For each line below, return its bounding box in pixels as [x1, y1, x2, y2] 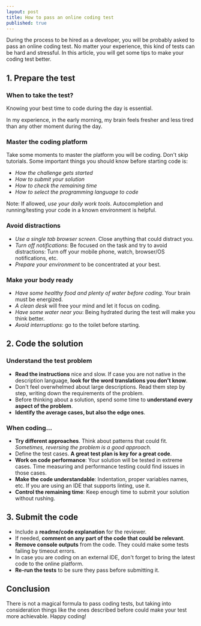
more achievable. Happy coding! [6, 612, 87, 619]
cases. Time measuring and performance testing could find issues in [14, 463, 185, 470]
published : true [6, 20, 47, 26]
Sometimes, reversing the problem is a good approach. [14, 443, 152, 451]
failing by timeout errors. [14, 547, 76, 555]
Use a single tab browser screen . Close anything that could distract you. [14, 235, 194, 242]
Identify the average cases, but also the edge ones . [14, 409, 146, 416]
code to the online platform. [14, 560, 84, 567]
